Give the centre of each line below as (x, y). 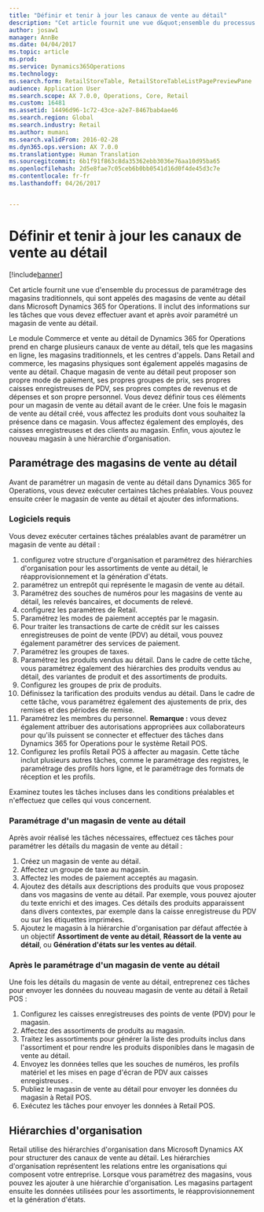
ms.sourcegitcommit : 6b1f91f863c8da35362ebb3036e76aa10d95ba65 (115, 162)
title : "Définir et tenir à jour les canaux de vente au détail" (118, 15)
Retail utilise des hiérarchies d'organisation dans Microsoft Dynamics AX (126, 1150)
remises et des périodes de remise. (77, 710)
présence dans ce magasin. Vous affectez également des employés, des (126, 422)
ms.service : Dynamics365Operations (67, 67)
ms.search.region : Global (51, 118)
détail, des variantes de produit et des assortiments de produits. (124, 676)
